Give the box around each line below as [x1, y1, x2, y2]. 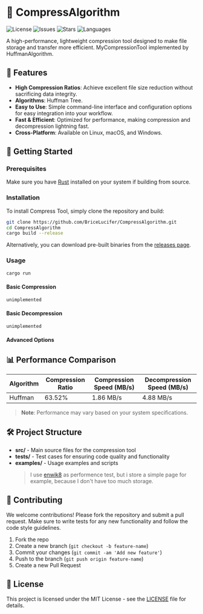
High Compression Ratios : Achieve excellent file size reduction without [14, 84, 193, 91]
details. [6, 601, 25, 609]
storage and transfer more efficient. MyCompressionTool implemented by [6, 44, 189, 51]
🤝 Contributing [6, 495, 63, 506]
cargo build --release [6, 230, 63, 236]
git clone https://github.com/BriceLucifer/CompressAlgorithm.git [6, 219, 177, 225]
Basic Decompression [6, 310, 62, 317]
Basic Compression [6, 283, 56, 290]
